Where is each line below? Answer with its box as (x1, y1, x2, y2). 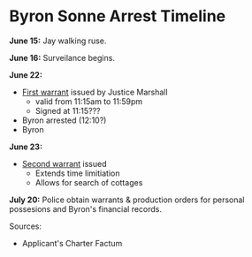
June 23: (9, 141, 42, 152)
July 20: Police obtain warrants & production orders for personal (9, 194, 245, 205)
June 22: (9, 69, 42, 80)
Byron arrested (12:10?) (21, 115, 107, 125)
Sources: (9, 221, 42, 231)
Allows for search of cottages (34, 177, 143, 187)
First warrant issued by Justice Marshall (21, 87, 168, 97)
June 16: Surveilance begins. (9, 52, 115, 63)
